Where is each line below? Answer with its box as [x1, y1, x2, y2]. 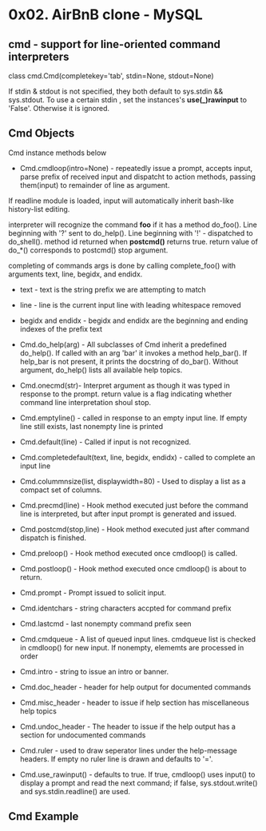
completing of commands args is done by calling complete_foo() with [8, 260, 236, 270]
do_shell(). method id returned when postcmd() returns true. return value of [8, 237, 258, 246]
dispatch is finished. [19, 533, 86, 543]
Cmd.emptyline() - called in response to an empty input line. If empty [19, 413, 248, 423]
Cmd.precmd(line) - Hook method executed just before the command [19, 500, 249, 510]
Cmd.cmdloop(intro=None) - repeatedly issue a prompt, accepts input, [19, 163, 253, 173]
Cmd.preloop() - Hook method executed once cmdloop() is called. [19, 548, 238, 558]
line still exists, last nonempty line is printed [19, 421, 164, 431]
